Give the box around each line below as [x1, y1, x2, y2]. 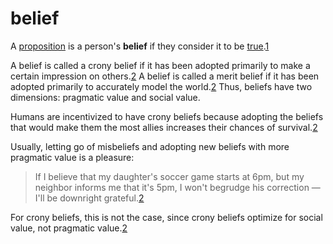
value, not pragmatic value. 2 [10, 222, 128, 234]
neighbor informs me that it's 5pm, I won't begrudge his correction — [34, 181, 321, 193]
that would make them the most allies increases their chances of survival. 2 [10, 121, 318, 133]
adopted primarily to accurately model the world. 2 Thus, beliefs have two [10, 80, 313, 92]
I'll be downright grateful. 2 [34, 192, 145, 204]
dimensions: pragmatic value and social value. [10, 91, 201, 103]
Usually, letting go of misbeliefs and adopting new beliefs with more [10, 140, 290, 152]
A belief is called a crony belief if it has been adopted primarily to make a [10, 59, 311, 71]
